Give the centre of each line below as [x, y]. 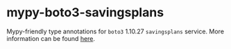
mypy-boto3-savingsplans [85, 13]
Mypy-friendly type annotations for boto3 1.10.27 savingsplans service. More [115, 31]
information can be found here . [51, 38]
